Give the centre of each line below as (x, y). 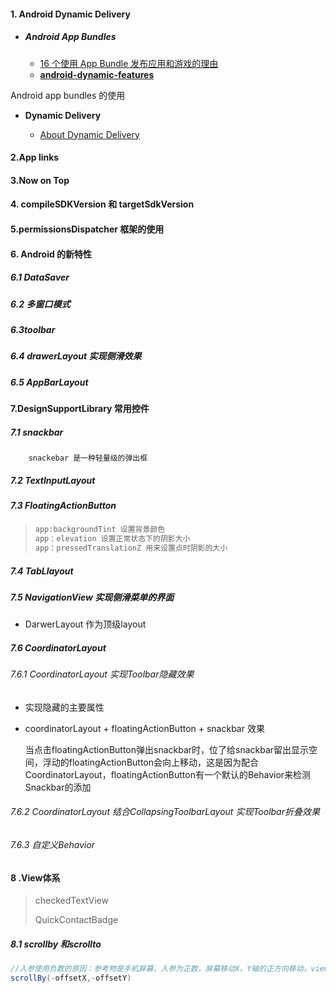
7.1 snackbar (37, 432)
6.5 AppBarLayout (49, 382)
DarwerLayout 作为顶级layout (85, 624)
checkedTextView (71, 901)
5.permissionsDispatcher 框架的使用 (87, 229)
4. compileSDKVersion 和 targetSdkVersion (102, 204)
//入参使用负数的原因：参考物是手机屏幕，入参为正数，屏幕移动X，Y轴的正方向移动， (161, 969)
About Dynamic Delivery (89, 134)
